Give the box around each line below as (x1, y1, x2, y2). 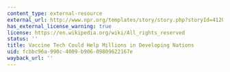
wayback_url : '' (7, 55, 53, 62)
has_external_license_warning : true (7, 23, 112, 29)
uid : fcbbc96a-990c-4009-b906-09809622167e (7, 49, 133, 56)
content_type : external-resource (7, 10, 103, 17)
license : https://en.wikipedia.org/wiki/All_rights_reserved (7, 29, 186, 36)
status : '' (7, 36, 38, 43)
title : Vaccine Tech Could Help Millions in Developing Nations (7, 42, 194, 49)
